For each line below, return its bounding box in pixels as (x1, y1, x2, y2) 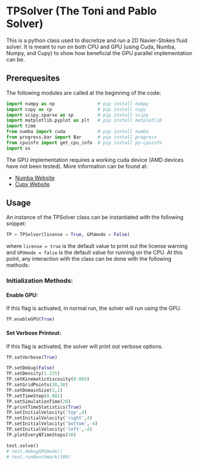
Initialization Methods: (6, 277, 73, 285)
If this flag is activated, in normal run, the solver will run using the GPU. (6, 304, 182, 312)
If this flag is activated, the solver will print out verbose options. (6, 343, 163, 350)
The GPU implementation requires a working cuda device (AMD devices (6, 156, 184, 163)
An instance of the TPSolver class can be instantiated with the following (6, 214, 184, 221)
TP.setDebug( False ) (6, 365, 55, 371)
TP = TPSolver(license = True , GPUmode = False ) (6, 232, 130, 238)
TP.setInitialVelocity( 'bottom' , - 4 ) (6, 421, 98, 427)
